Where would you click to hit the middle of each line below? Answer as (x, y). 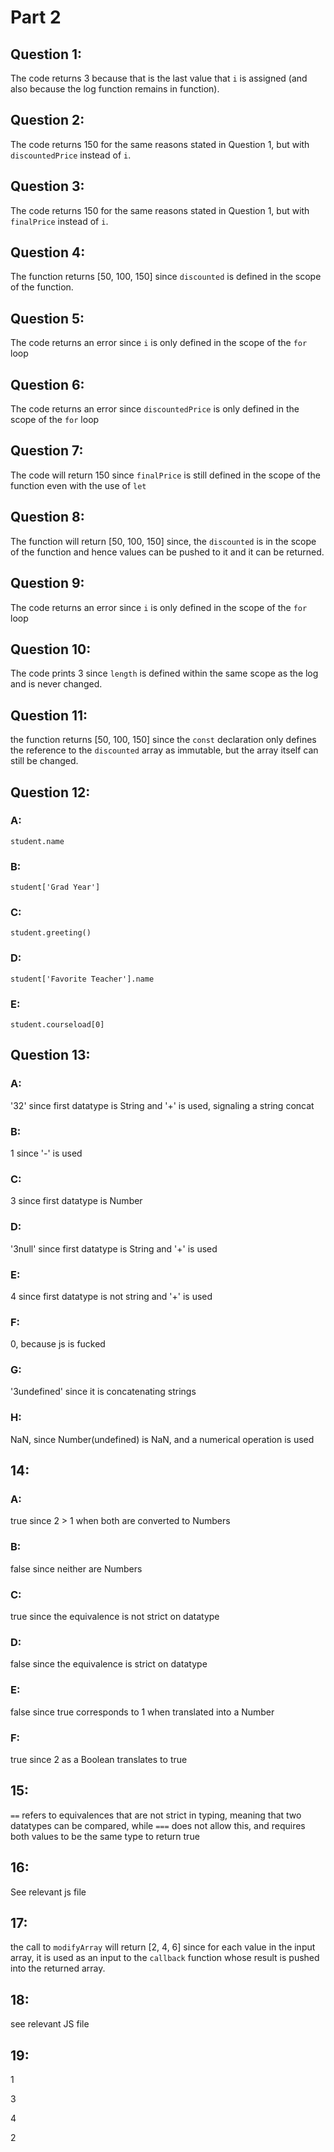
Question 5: (47, 318)
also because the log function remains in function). (115, 89)
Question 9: (47, 583)
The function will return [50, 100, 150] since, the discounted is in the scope (163, 541)
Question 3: (47, 186)
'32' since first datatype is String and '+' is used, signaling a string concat (162, 1105)
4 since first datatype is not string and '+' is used (111, 1296)
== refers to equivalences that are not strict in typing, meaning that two (156, 1815)
